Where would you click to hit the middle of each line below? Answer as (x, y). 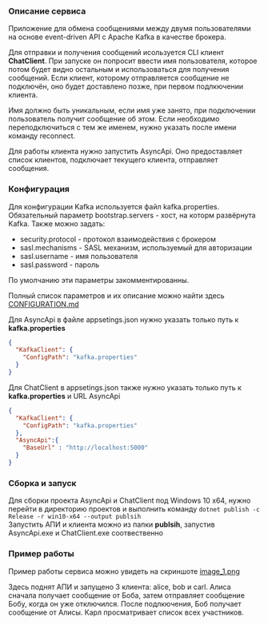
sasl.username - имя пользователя (79, 256)
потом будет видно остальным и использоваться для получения (119, 70)
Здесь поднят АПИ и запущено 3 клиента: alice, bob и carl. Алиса (120, 587)
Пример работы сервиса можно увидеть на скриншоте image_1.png (124, 571)
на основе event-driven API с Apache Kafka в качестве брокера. (117, 37)
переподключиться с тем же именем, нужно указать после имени (122, 127)
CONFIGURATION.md (44, 304)
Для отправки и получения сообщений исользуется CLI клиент (116, 53)
